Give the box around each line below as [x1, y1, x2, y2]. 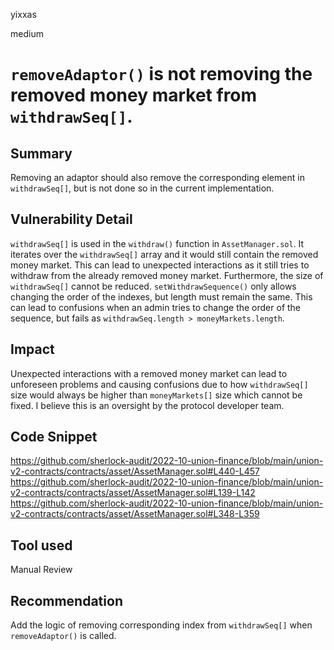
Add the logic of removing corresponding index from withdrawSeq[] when [10, 619, 313, 631]
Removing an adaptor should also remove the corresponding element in [10, 172, 305, 183]
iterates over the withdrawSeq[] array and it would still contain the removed [10, 248, 319, 260]
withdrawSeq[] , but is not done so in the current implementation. [10, 182, 275, 194]
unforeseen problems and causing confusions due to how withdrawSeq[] [10, 378, 309, 390]
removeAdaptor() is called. [10, 630, 117, 642]
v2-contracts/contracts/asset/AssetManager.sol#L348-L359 [10, 508, 260, 520]
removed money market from [10, 84, 258, 107]
